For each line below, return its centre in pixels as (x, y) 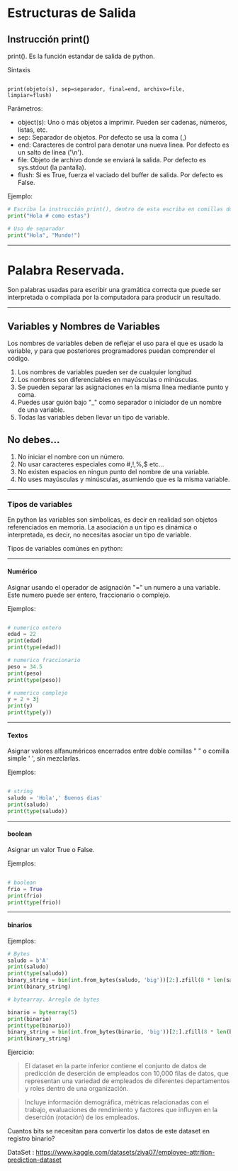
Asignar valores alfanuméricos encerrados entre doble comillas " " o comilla (118, 751)
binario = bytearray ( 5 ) (42, 1012)
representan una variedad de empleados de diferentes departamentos (127, 1081)
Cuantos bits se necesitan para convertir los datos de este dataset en (109, 1131)
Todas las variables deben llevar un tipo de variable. (93, 418)
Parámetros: (25, 108)
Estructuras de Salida (72, 13)
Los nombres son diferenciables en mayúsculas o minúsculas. (108, 380)
